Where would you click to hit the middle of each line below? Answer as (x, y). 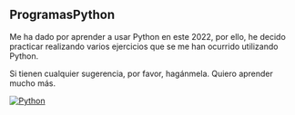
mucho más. (33, 83)
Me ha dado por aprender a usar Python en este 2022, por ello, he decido (148, 36)
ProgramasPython (62, 15)
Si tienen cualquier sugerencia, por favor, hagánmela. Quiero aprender (141, 73)
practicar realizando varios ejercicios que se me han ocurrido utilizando (144, 46)
